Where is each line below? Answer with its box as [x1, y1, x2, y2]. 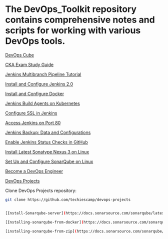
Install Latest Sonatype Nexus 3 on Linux [5, 148, 89, 154]
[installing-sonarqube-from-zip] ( [5, 228, 77, 233]
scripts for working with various [5, 25, 141, 36]
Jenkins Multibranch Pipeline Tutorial [5, 71, 81, 77]
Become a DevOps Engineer [5, 168, 63, 174]
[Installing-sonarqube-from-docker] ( [5, 219, 84, 224]
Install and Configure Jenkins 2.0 [5, 81, 73, 87]
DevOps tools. [5, 35, 65, 47]
